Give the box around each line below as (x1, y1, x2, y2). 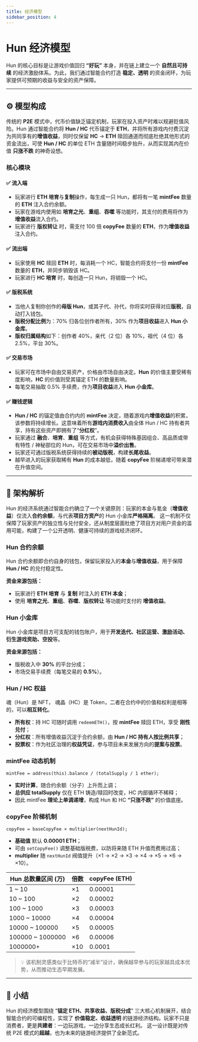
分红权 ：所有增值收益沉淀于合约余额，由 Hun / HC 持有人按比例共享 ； (14, 733, 184, 740)
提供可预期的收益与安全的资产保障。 (11, 77, 99, 84)
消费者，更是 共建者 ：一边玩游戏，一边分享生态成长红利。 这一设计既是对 (6, 1022, 183, 1029)
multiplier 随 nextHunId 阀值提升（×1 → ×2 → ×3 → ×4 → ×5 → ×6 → (14, 852, 182, 859)
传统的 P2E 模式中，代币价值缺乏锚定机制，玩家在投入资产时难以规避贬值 (6, 118, 184, 125)
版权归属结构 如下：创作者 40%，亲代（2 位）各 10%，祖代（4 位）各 (14, 332, 184, 339)
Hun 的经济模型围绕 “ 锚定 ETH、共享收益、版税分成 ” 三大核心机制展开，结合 (6, 1007, 192, 1014)
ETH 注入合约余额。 (21, 201, 70, 208)
